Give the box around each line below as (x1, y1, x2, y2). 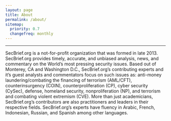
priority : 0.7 (10, 27, 40, 32)
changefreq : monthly (10, 31, 53, 36)
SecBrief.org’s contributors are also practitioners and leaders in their (5, 99, 149, 105)
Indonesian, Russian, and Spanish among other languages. (5, 110, 128, 115)
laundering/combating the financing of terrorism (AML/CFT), (5, 77, 132, 83)
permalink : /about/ (5, 17, 47, 22)
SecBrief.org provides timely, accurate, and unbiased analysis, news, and (5, 56, 159, 61)
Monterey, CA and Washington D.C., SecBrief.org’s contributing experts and (5, 66, 164, 72)
